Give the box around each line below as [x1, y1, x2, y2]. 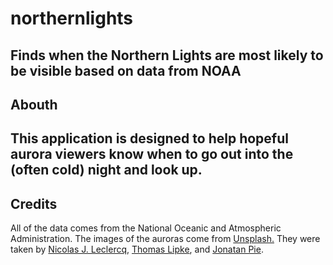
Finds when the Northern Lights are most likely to [10, 47, 324, 64]
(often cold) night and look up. [10, 162, 203, 179]
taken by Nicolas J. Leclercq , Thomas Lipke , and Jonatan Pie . [10, 243, 264, 256]
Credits [10, 195, 58, 212]
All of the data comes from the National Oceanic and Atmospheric [10, 222, 282, 234]
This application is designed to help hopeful [10, 130, 289, 147]
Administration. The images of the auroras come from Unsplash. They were [10, 233, 321, 245]
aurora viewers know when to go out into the [10, 146, 294, 163]
